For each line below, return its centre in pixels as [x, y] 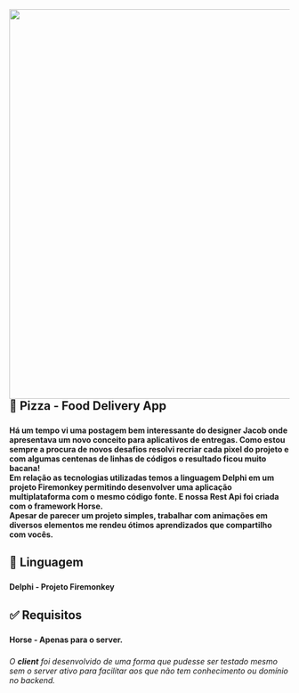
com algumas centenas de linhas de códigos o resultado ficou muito [138, 459]
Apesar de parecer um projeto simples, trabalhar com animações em [139, 515]
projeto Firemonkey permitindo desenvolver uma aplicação [121, 487]
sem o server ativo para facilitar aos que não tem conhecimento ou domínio [149, 671]
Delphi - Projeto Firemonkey [62, 587]
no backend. [32, 681]
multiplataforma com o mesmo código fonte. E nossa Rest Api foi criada [144, 496]
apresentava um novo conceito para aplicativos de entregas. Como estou [147, 439]
